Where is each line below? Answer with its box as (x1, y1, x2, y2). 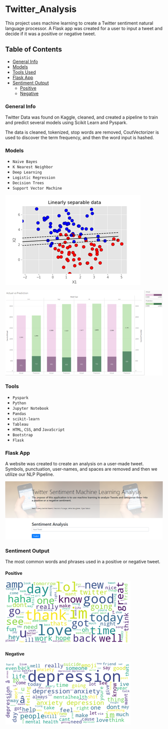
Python (12, 400, 26, 406)
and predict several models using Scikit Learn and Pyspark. (5, 120, 127, 126)
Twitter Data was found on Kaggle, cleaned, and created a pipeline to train (5, 114, 158, 121)
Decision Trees (12, 181, 44, 186)
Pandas (12, 411, 26, 416)
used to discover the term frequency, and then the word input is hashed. (5, 135, 154, 141)
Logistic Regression (12, 175, 55, 181)
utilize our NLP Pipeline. (5, 471, 54, 477)
